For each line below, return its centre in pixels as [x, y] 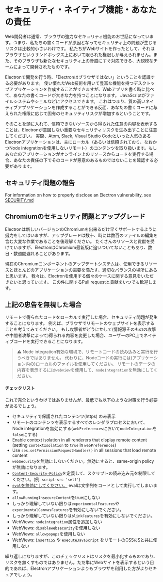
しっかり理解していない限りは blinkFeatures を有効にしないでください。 [83, 516]
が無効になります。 [31, 467]
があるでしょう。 [22, 406]
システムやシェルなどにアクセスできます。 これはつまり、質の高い [79, 101]
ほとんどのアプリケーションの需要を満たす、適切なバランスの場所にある [85, 270]
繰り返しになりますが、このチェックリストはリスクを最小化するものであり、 [81, 556]
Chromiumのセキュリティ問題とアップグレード [75, 217]
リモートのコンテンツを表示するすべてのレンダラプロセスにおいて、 [80, 422]
